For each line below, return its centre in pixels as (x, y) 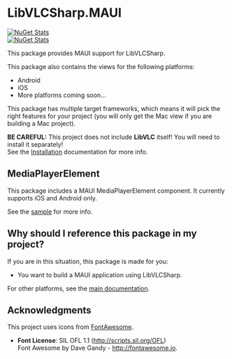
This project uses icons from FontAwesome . (71, 327)
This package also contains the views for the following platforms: (101, 66)
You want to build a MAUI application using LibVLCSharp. (100, 274)
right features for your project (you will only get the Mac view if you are (110, 116)
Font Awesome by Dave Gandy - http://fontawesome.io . (97, 348)
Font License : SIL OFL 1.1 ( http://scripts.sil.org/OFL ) (92, 341)
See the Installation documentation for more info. (78, 152)
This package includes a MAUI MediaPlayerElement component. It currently (116, 191)
